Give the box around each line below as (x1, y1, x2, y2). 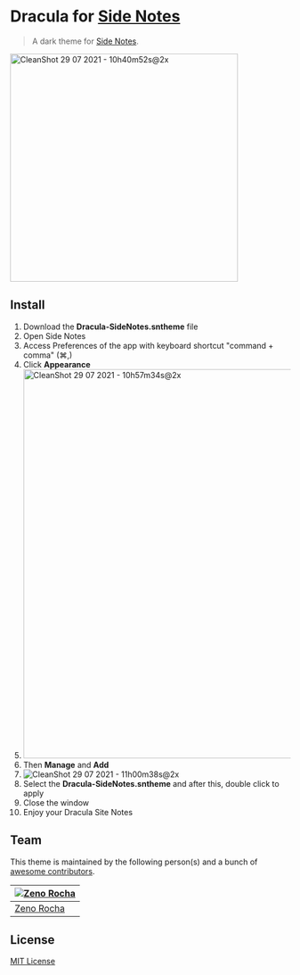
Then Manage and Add (22, 759, 109, 770)
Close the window (22, 797, 90, 808)
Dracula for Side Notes (10, 6, 181, 27)
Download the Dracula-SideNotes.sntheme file (22, 321, 199, 332)
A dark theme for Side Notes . (31, 36, 139, 46)
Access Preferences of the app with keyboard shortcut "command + (22, 340, 274, 351)
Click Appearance (22, 359, 92, 369)
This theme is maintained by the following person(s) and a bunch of (10, 856, 258, 867)
